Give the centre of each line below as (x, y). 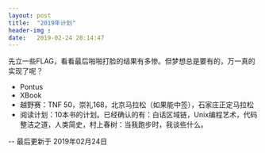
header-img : (30, 30)
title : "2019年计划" (42, 23)
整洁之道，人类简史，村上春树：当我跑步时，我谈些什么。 (113, 124)
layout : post (30, 15)
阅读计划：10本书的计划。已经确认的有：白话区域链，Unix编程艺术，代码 (138, 115)
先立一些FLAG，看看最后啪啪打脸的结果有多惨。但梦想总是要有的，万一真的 (132, 61)
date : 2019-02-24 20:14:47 (56, 38)
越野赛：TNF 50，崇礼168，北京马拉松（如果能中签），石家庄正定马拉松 (136, 105)
